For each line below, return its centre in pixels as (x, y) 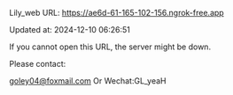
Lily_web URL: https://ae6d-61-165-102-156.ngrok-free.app (116, 13)
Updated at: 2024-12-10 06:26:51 (70, 29)
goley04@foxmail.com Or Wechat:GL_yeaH (88, 81)
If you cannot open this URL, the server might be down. (110, 47)
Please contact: (38, 64)
